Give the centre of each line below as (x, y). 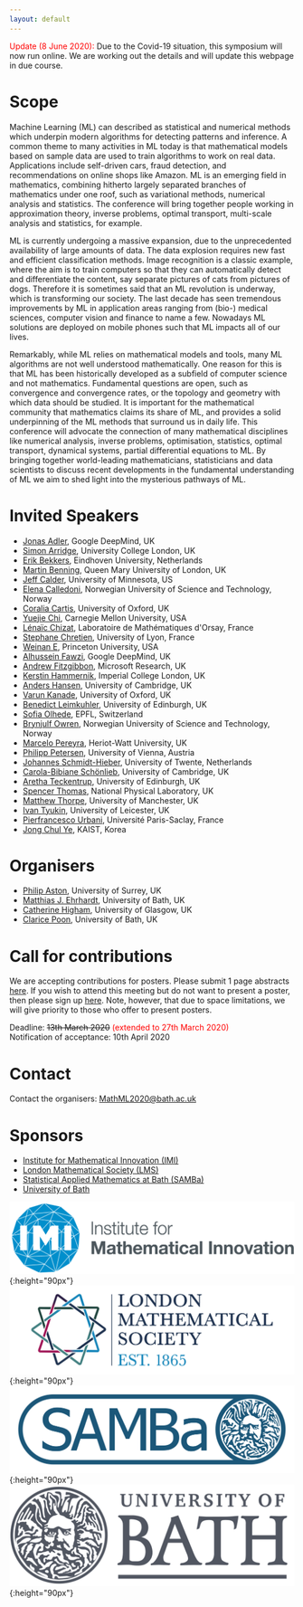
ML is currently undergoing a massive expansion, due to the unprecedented (151, 241)
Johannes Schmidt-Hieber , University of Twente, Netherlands (137, 762)
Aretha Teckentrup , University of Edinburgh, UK (111, 781)
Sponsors (47, 1135)
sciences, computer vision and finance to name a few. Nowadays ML (137, 318)
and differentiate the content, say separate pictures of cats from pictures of (150, 279)
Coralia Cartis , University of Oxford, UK (96, 608)
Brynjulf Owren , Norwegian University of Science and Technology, (146, 723)
